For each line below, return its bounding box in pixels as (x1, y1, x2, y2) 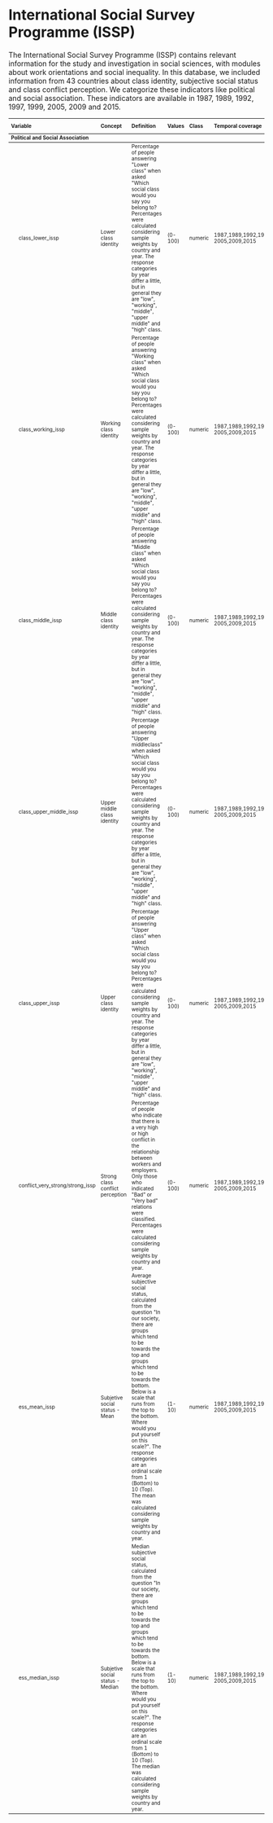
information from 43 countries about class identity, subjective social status (8, 76, 258, 86)
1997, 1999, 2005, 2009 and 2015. (8, 102, 121, 112)
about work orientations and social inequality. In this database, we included (8, 67, 261, 77)
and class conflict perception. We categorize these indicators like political (8, 84, 255, 94)
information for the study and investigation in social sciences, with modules (8, 59, 262, 68)
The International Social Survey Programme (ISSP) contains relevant (8, 50, 237, 59)
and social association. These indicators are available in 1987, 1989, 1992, (8, 93, 254, 103)
